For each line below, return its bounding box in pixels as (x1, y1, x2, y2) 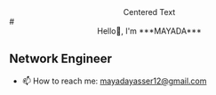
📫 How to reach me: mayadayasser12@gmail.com (21, 75, 207, 86)
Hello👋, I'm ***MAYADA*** (97, 26, 202, 36)
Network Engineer (9, 51, 113, 67)
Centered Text (123, 7, 176, 17)
